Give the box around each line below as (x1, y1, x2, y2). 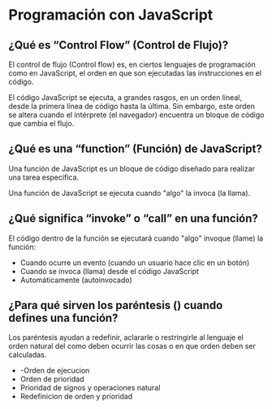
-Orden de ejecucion (19, 366, 90, 376)
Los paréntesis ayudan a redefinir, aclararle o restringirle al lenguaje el (8, 333, 244, 342)
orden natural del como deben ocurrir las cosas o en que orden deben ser (8, 342, 256, 351)
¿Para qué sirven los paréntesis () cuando (8, 298, 223, 312)
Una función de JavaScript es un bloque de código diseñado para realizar (8, 163, 256, 173)
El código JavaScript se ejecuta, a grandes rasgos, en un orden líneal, (8, 93, 242, 102)
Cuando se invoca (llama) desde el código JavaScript (19, 266, 199, 276)
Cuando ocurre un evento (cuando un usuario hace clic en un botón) (19, 258, 250, 268)
